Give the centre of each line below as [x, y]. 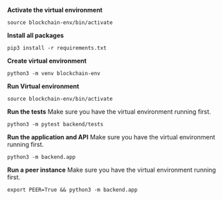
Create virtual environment [47, 61]
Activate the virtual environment [55, 10]
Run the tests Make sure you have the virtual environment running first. [109, 112]
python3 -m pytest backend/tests [55, 124]
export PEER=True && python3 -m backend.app [72, 190]
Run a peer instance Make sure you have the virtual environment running [111, 170]
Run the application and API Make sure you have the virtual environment [111, 137]
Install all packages [36, 35]
